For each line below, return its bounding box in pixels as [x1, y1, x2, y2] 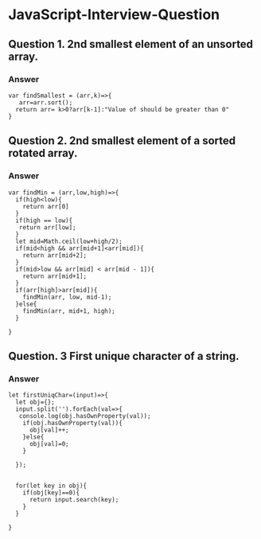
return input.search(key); [29, 496, 119, 504]
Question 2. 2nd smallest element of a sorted [8, 134, 236, 148]
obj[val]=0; [29, 440, 69, 448]
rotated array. [8, 146, 78, 160]
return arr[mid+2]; [22, 251, 88, 260]
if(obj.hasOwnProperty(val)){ [22, 420, 123, 428]
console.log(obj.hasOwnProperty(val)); [18, 412, 151, 420]
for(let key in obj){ [15, 482, 88, 490]
